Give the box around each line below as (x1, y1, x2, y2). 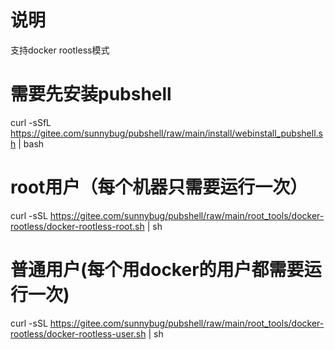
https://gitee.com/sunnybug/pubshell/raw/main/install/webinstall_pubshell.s (10, 127, 323, 139)
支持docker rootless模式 (10, 44, 110, 56)
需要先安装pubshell (10, 83, 172, 106)
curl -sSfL (10, 116, 52, 128)
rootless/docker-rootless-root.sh (10, 220, 145, 232)
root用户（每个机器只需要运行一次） (10, 176, 308, 199)
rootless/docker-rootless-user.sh (10, 327, 147, 340)
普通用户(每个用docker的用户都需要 (10, 259, 305, 281)
